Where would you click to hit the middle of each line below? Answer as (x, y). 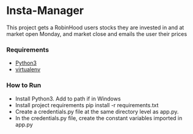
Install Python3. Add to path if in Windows (68, 99)
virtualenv (28, 69)
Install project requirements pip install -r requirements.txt (87, 105)
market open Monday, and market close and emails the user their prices (97, 33)
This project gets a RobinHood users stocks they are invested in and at (95, 27)
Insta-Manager (45, 11)
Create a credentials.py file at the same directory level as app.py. (97, 111)
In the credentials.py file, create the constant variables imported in (99, 118)
